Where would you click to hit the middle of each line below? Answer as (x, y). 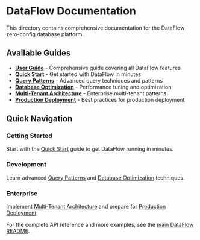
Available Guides (39, 53)
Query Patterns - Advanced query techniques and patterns (89, 80)
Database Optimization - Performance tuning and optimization (93, 87)
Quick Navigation (39, 119)
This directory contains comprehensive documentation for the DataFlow (95, 28)
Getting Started (29, 136)
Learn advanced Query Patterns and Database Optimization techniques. (95, 178)
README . (18, 231)
